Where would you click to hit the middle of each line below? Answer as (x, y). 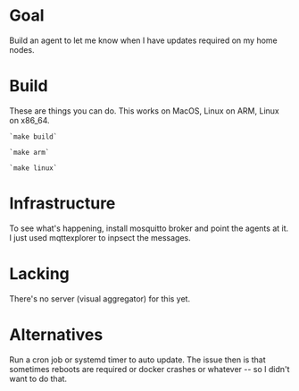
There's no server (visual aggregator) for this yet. (100, 298)
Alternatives (56, 334)
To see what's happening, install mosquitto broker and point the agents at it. (149, 228)
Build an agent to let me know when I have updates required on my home (144, 40)
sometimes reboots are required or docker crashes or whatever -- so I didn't (149, 369)
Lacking (39, 274)
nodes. (22, 49)
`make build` (33, 136)
